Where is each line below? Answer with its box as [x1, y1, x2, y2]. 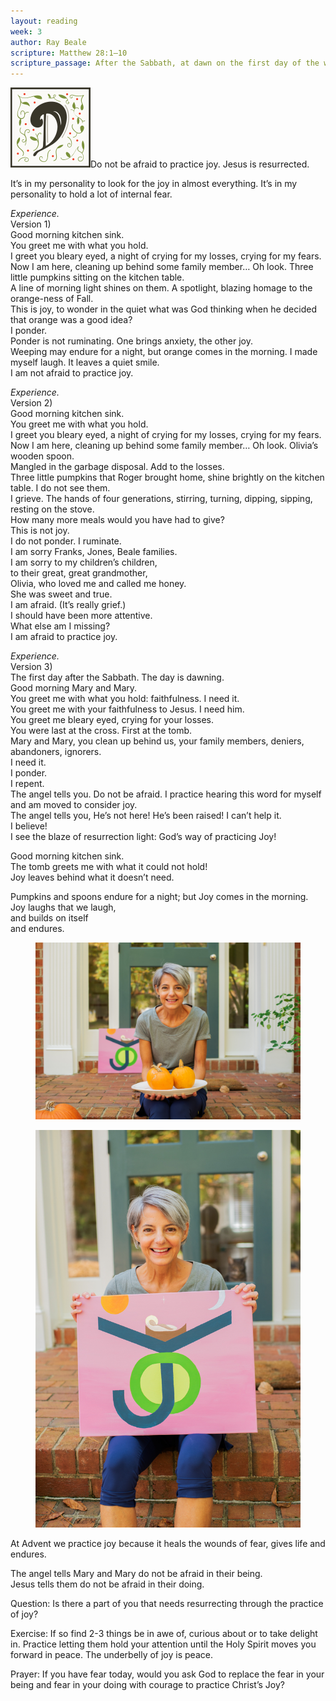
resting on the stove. [10, 503, 95, 515]
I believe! [10, 820, 48, 832]
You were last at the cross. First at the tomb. [10, 725, 193, 737]
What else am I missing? [10, 620, 111, 632]
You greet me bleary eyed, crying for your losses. [10, 714, 215, 726]
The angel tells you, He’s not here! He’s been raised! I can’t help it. [10, 810, 282, 822]
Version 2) [10, 397, 53, 409]
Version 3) [10, 661, 53, 673]
